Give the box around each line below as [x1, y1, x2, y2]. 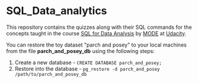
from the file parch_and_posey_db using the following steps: [6, 47, 155, 54]
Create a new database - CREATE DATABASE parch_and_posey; [14, 59, 162, 66]
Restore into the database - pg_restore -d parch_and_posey [14, 65, 160, 72]
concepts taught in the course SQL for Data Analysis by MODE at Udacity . [6, 29, 187, 36]
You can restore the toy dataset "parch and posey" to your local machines [6, 41, 187, 48]
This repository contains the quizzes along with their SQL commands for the [6, 24, 192, 31]
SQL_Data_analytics [6, 4, 107, 18]
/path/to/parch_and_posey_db [14, 71, 87, 77]
